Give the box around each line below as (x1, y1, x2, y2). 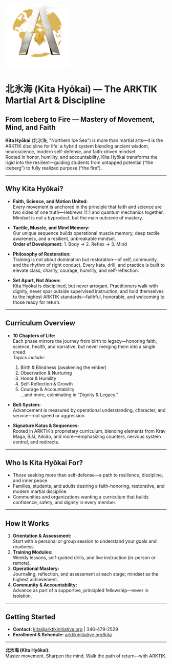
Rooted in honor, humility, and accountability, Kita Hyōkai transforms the (5, 154, 158, 160)
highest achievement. (12, 577, 58, 583)
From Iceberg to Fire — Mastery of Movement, (5, 115, 155, 124)
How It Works (5, 519, 50, 528)
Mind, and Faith (5, 123, 56, 132)
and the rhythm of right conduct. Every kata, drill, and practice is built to (12, 262, 165, 268)
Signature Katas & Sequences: (12, 422, 79, 429)
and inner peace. (12, 477, 49, 484)
